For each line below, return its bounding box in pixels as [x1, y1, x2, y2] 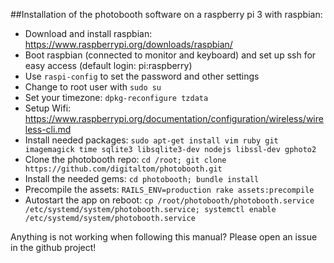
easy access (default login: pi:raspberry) [24, 60, 193, 71]
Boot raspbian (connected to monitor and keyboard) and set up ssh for [24, 49, 317, 61]
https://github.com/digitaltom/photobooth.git [24, 164, 223, 174]
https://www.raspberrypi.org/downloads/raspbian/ [24, 39, 233, 50]
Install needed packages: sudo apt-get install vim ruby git [24, 134, 279, 146]
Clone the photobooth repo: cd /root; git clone [24, 154, 227, 165]
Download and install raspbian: [24, 28, 153, 39]
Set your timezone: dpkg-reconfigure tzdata [24, 92, 209, 103]
